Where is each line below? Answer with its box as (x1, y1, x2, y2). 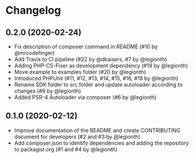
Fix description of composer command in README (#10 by (14, 43, 158, 50)
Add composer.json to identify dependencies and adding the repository (14, 139, 190, 146)
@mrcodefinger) (14, 49, 55, 57)
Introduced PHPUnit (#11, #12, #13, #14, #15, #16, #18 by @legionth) (14, 75, 179, 82)
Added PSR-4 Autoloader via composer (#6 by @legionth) (14, 93, 157, 101)
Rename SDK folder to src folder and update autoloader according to (14, 81, 183, 88)
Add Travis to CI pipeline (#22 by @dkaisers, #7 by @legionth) (14, 56, 167, 63)
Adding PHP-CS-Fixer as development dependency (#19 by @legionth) (14, 62, 188, 69)
